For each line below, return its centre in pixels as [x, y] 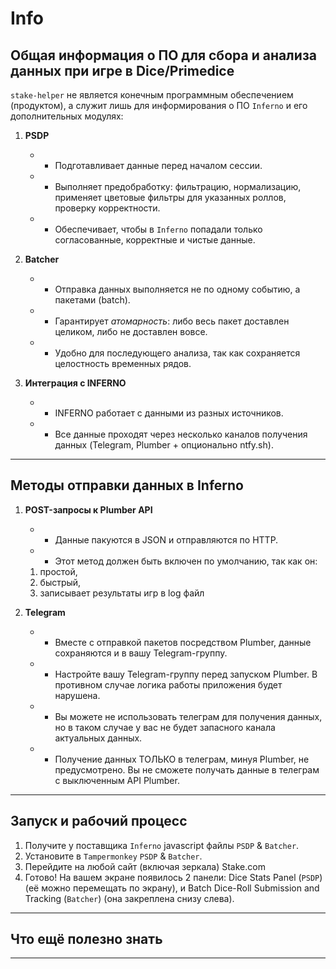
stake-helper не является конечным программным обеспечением [152, 95]
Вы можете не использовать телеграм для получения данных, [188, 716]
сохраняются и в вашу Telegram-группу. [141, 653]
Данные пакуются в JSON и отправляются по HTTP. [166, 539]
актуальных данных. [98, 738]
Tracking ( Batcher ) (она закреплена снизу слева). [129, 898]
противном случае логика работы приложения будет [168, 684]
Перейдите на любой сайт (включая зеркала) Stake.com [145, 866]
